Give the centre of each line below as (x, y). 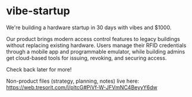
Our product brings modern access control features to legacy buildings (93, 39)
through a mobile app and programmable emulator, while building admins (96, 51)
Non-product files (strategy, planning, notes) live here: (73, 81)
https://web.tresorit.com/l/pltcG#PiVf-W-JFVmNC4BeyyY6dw (82, 87)
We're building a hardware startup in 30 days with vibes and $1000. (89, 27)
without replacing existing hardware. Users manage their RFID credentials (96, 45)
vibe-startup (38, 11)
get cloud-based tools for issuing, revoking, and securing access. (86, 58)
